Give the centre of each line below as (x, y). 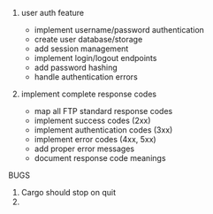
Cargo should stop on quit (68, 192)
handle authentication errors (86, 77)
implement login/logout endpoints (95, 58)
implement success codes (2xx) (92, 120)
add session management (81, 49)
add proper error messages (84, 149)
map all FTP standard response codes (103, 111)
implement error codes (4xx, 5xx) (95, 139)
